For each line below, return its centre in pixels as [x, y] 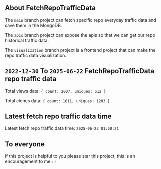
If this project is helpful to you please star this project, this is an [70, 156]
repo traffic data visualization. [36, 55]
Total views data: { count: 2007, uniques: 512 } [56, 91]
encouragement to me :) [31, 161]
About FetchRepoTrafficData [50, 8]
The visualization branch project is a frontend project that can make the [80, 50]
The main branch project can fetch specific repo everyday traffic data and [80, 20]
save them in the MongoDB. [34, 25]
